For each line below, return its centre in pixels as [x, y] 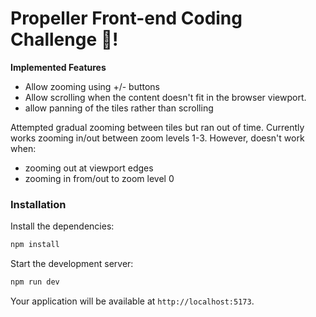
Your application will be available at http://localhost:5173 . [132, 301]
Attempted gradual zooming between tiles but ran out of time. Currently [157, 127]
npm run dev [35, 282]
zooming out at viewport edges [89, 168]
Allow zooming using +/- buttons [92, 86]
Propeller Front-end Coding [126, 18]
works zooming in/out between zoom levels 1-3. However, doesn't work [157, 138]
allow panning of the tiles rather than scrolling [119, 108]
